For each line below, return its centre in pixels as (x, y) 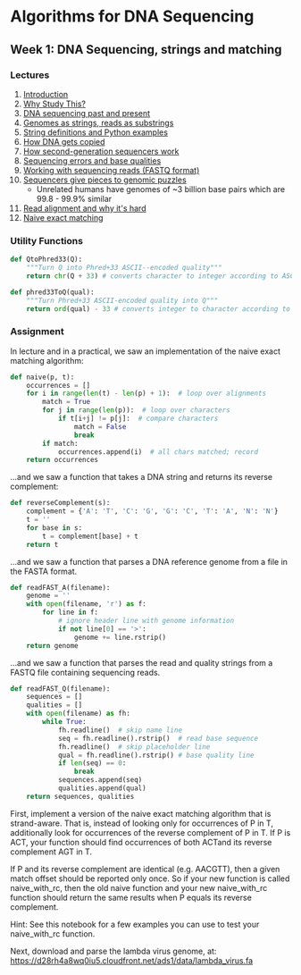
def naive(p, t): (42, 377)
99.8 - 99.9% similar (74, 198)
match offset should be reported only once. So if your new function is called (150, 878)
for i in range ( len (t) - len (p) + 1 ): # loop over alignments (146, 394)
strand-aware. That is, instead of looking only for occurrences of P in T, (142, 823)
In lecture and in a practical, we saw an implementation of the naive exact (145, 351)
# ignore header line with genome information (146, 621)
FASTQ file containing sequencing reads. (85, 672)
